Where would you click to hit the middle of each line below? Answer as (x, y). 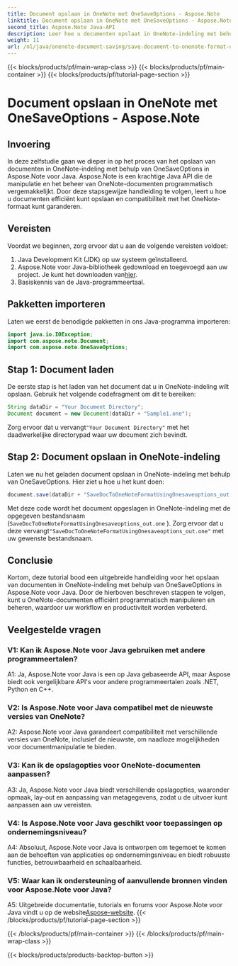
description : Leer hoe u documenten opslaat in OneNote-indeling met (112, 34)
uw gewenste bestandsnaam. (50, 538)
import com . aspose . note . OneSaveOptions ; (68, 348)
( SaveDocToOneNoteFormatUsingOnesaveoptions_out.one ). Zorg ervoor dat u (116, 523)
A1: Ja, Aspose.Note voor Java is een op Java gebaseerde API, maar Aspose (119, 674)
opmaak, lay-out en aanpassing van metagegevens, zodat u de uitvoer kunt (118, 797)
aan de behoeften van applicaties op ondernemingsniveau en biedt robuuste (119, 855)
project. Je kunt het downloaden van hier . (78, 274)
